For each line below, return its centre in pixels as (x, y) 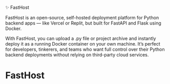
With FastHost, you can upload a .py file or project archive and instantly (81, 38)
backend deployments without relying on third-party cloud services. (77, 55)
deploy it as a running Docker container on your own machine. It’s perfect (83, 44)
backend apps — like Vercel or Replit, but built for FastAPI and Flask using (83, 23)
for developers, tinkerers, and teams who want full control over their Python (85, 49)
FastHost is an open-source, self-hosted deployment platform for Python (82, 18)
